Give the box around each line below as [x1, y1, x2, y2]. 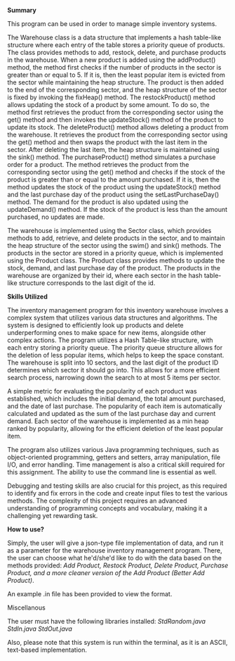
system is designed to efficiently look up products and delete [7, 321, 184, 329]
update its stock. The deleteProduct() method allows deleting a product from [7, 123, 229, 131]
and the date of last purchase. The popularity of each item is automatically [7, 402, 222, 410]
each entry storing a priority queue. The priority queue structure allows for [7, 344, 223, 351]
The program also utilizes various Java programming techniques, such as [7, 446, 220, 453]
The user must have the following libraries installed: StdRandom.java [7, 617, 206, 625]
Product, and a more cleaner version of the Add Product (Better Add [7, 569, 205, 577]
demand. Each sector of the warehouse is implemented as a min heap [7, 417, 209, 425]
